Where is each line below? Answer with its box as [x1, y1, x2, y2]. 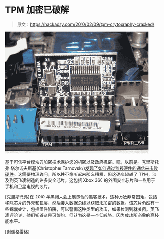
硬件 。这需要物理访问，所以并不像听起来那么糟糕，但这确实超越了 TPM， [5, 171, 153, 177]
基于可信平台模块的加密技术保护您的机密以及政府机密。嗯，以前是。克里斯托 [5, 159, 159, 165]
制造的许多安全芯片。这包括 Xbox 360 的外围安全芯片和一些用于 [26, 177, 155, 183]
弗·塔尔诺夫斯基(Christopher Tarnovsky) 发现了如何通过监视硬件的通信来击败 [5, 165, 158, 171]
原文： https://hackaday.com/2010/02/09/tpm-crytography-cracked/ [17, 22, 155, 27]
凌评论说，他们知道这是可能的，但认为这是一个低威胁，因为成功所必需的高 [5, 212, 155, 218]
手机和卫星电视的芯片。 [5, 183, 52, 189]
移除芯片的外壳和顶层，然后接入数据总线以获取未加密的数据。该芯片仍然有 [5, 200, 155, 206]
